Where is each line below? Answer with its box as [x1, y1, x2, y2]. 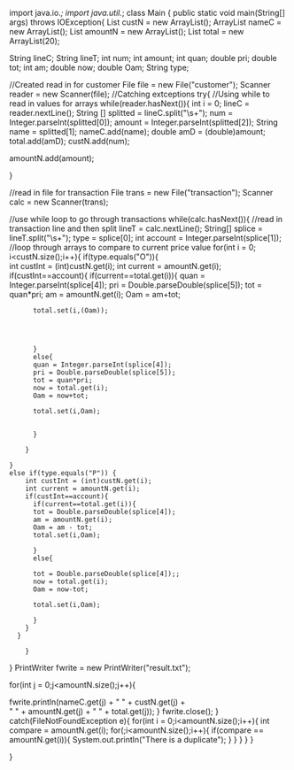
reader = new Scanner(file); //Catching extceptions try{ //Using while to [9, 89, 270, 99]
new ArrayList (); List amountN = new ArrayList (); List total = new [9, 27, 244, 36]
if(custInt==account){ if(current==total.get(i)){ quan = [9, 270, 206, 281]
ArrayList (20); [9, 35, 60, 46]
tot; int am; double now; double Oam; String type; [9, 62, 190, 73]
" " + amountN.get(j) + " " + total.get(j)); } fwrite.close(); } [9, 706, 220, 716]
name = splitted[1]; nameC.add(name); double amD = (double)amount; [9, 127, 266, 136]
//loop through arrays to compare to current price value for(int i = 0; [9, 243, 257, 252]
